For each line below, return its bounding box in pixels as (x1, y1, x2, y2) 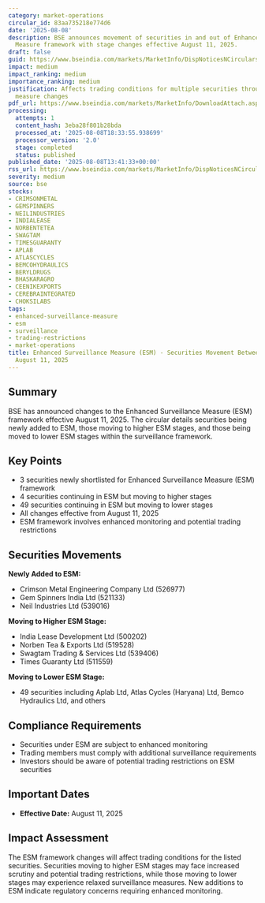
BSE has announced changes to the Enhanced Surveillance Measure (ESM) (8, 406, 252, 416)
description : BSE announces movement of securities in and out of (8, 33, 231, 42)
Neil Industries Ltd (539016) (19, 601, 110, 611)
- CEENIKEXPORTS (8, 283, 62, 291)
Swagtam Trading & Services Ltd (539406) (19, 648, 159, 659)
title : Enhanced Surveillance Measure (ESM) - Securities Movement (8, 349, 235, 357)
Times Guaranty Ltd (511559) (19, 657, 114, 666)
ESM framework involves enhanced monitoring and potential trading (19, 517, 241, 527)
